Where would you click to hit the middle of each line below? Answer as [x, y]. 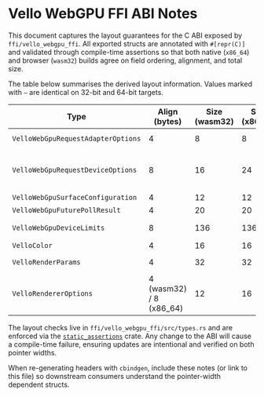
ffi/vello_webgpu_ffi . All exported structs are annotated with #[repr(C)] [127, 43]
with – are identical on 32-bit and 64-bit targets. [86, 92]
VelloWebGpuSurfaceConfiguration [75, 197]
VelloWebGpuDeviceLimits [59, 228]
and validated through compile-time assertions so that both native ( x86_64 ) [129, 52]
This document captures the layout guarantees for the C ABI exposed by [125, 35]
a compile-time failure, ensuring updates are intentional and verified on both [131, 344]
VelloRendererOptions [52, 293]
